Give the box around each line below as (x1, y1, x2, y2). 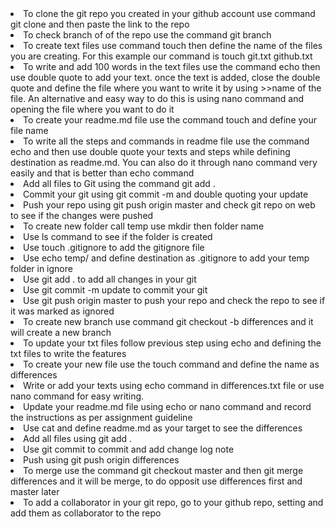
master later (10, 486, 60, 497)
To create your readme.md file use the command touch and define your (23, 114, 318, 126)
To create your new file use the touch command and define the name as (23, 358, 320, 370)
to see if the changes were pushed (10, 210, 154, 221)
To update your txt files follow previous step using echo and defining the (23, 337, 322, 349)
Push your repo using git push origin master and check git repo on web (23, 199, 316, 211)
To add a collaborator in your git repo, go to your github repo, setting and (23, 497, 324, 508)
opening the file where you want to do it (10, 103, 175, 115)
